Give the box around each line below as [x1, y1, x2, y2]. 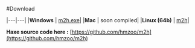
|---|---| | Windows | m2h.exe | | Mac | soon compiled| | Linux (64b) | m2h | [6, 17, 190, 23]
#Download [6, 5, 35, 12]
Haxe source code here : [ [6, 28, 72, 35]
